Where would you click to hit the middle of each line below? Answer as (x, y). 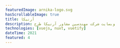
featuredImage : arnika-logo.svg (39, 10)
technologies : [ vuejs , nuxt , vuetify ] (45, 28)
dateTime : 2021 (21, 33)
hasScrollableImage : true (32, 14)
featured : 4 (17, 38)
